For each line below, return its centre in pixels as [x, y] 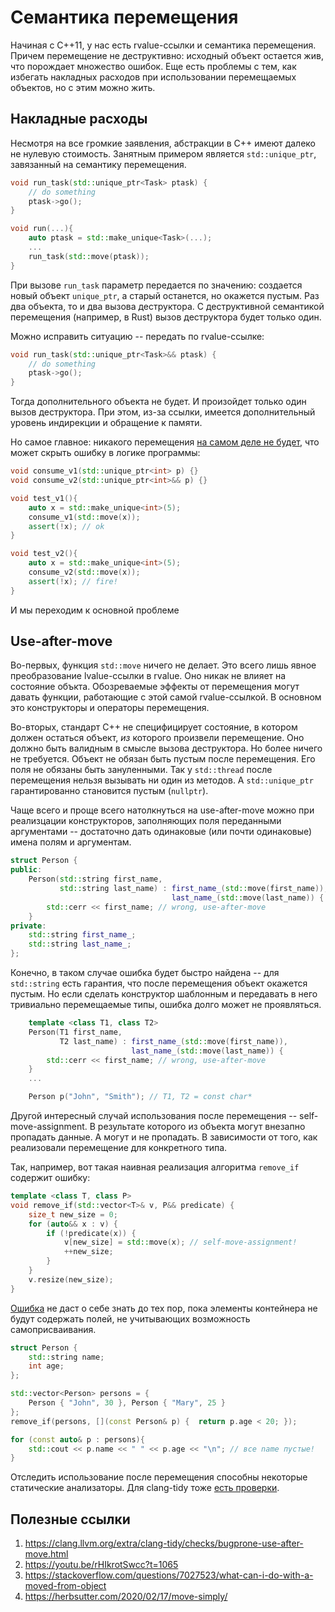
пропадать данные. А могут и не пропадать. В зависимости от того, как [164, 1137]
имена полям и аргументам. [71, 842]
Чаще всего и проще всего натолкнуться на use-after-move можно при [162, 810]
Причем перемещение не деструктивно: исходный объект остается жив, [167, 55]
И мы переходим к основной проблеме [95, 610]
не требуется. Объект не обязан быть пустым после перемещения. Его [163, 759]
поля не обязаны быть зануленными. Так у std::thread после [141, 770]
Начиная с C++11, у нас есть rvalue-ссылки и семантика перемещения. [163, 45]
